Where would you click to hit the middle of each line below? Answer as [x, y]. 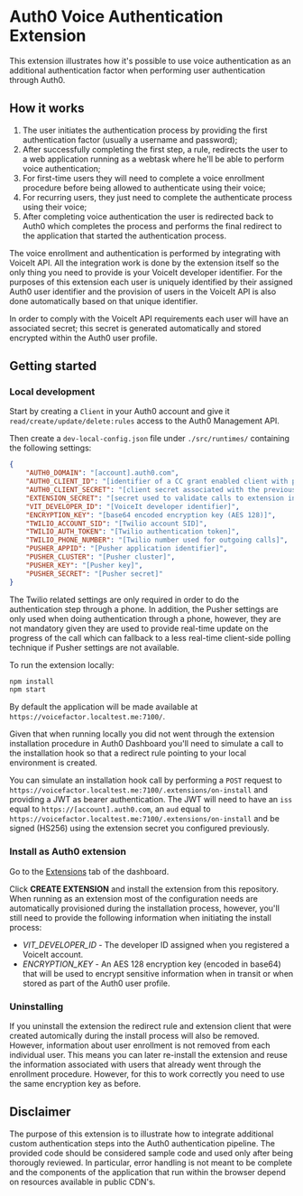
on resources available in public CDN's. [83, 1182]
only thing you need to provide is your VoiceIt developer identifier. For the [146, 272]
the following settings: [50, 448]
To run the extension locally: [62, 664]
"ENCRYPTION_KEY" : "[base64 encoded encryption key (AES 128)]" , [151, 515]
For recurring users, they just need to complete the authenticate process [157, 197]
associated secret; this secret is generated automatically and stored [135, 328]
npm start [28, 690]
